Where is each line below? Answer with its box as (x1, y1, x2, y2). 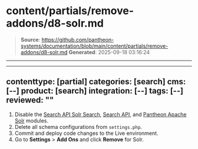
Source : (20, 36, 41, 43)
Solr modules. (14, 117, 49, 124)
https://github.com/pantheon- (41, 36, 114, 43)
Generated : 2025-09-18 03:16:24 (68, 48, 150, 55)
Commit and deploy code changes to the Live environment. (14, 130, 159, 137)
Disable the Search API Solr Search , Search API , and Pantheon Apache (14, 111, 187, 118)
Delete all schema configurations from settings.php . (14, 123, 143, 130)
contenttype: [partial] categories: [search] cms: (6, 77, 186, 87)
